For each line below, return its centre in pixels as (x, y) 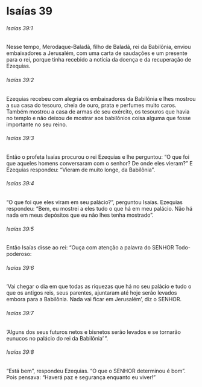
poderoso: (19, 254)
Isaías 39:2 (20, 80)
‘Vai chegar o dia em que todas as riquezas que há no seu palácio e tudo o (99, 286)
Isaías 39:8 (20, 352)
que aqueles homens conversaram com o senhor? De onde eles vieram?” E (99, 163)
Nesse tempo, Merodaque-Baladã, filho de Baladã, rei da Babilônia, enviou (99, 47)
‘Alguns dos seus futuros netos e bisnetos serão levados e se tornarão (93, 332)
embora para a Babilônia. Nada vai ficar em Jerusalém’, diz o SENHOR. (94, 299)
